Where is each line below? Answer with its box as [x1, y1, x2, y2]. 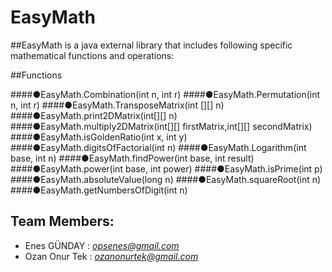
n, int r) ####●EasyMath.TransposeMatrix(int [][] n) [10, 99, 225, 111]
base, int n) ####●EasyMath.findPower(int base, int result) [10, 152, 255, 164]
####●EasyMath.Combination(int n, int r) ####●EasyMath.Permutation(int [10, 88, 321, 100]
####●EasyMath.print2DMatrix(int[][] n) [10, 109, 178, 121]
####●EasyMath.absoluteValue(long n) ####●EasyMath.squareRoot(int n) [10, 173, 322, 185]
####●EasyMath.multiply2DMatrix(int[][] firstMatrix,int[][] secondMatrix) [10, 120, 313, 132]
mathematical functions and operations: [10, 49, 175, 61]
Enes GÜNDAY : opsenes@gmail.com [24, 239, 180, 251]
